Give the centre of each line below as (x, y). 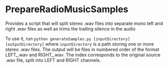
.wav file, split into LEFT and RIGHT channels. (53, 60)
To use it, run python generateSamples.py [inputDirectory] (68, 39)
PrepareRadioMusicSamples (67, 9)
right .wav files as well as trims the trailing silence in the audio (70, 28)
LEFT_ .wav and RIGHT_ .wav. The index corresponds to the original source (83, 55)
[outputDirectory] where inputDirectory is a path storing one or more (80, 44)
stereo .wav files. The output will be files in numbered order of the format (82, 49)
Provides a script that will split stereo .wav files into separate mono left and (84, 23)
